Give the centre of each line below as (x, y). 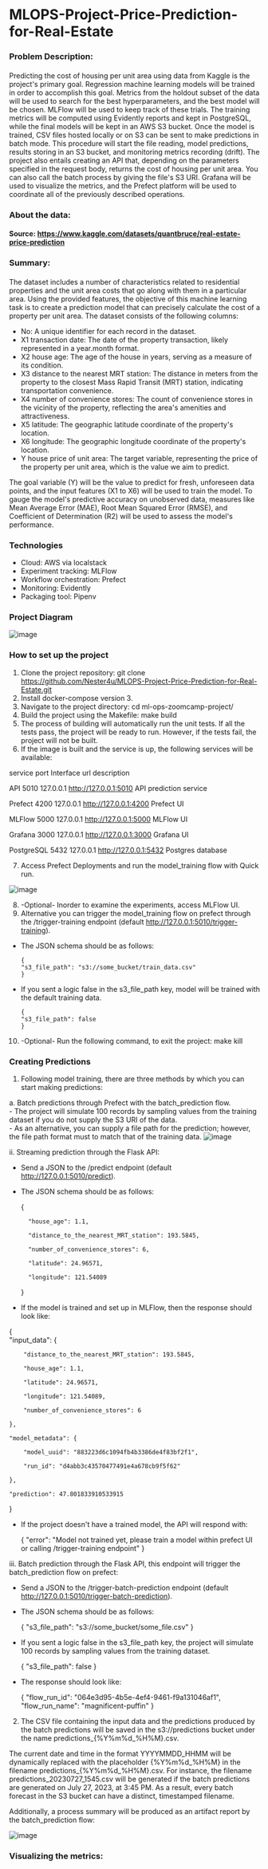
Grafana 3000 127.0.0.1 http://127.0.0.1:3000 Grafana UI (99, 834)
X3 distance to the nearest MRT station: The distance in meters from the (139, 373)
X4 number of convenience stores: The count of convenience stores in (137, 399)
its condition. (42, 365)
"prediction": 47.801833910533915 (67, 1494)
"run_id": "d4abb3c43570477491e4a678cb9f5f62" (102, 1466)
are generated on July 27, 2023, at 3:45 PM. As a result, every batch (121, 1787)
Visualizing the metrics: (56, 1855)
